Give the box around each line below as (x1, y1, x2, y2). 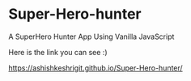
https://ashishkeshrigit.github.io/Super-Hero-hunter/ (8, 62, 184, 73)
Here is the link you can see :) (8, 47, 108, 57)
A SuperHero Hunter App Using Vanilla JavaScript (8, 32, 175, 41)
